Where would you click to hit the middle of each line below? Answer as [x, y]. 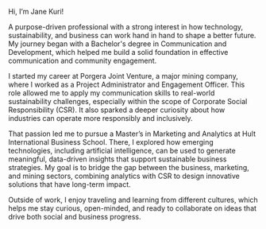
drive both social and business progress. [75, 217]
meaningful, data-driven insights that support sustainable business [118, 159]
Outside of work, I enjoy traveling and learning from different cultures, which [133, 200]
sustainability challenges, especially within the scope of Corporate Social [128, 101]
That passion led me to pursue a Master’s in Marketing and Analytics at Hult [132, 134]
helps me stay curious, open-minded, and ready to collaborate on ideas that [132, 208]
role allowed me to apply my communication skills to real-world [112, 93]
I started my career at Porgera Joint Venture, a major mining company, [123, 76]
